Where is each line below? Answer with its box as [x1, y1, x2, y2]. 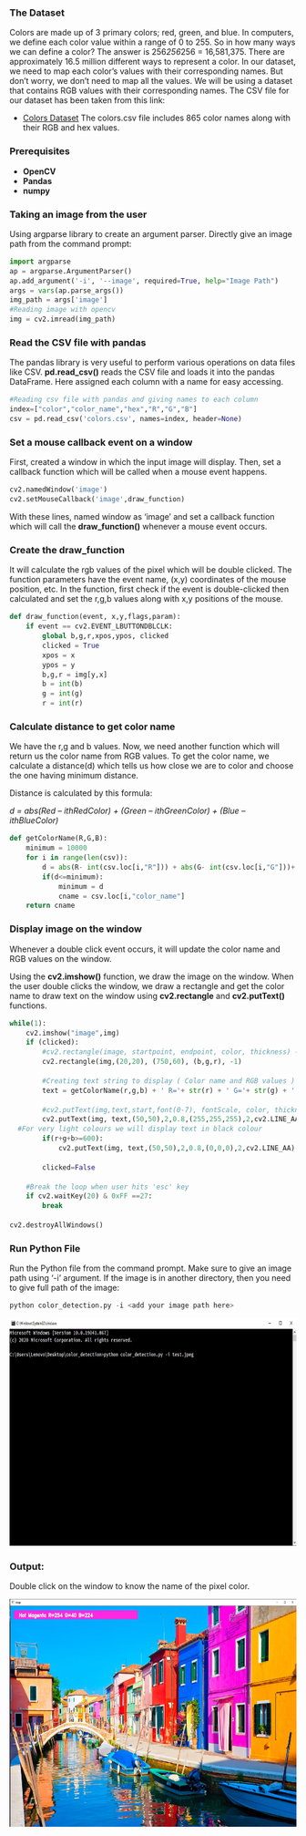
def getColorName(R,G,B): [9, 834, 107, 843]
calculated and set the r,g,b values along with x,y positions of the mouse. [9, 593, 284, 604]
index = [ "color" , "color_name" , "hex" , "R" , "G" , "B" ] [9, 405, 198, 414]
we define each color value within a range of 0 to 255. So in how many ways [9, 36, 296, 47]
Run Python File [9, 1242, 81, 1254]
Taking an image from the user [9, 208, 148, 221]
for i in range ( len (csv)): [25, 853, 128, 862]
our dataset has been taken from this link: [9, 95, 166, 106]
